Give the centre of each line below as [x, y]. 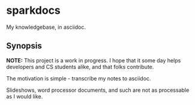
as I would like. [25, 96]
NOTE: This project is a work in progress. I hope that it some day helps [94, 60]
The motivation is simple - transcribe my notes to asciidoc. [79, 78]
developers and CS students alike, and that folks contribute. [80, 67]
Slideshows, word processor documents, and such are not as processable [98, 90]
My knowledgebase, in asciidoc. [46, 27]
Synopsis [24, 46]
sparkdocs [34, 10]
